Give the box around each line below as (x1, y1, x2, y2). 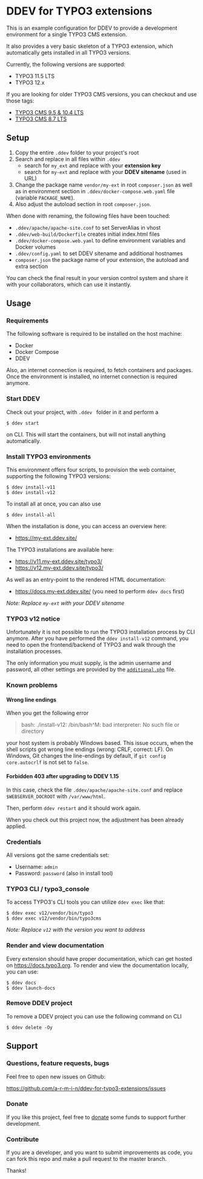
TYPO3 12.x (15, 79, 45, 86)
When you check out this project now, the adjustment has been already (6, 816, 184, 823)
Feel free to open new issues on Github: (6, 1073, 106, 1080)
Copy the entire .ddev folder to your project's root (15, 149, 139, 156)
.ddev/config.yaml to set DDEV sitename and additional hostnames (15, 250, 183, 257)
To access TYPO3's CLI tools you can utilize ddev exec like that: (6, 898, 165, 906)
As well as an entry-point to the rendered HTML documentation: (6, 576, 166, 583)
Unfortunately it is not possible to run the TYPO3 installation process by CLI (6, 629, 195, 636)
